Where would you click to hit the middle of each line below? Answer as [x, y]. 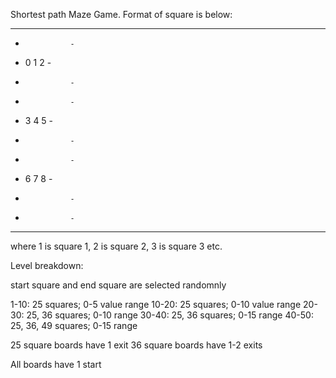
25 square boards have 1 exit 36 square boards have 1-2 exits [136, 345]
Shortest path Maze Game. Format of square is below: [121, 14]
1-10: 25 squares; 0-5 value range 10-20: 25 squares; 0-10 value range [156, 304]
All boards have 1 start [56, 364]
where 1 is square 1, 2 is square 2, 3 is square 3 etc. [116, 246]
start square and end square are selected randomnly [118, 285]
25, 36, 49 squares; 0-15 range [74, 325]
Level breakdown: [47, 265]
